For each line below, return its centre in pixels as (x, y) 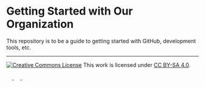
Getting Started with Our (70, 11)
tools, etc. (19, 47)
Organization (40, 24)
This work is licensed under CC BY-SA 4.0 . (137, 64)
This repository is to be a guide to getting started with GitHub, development (101, 41)
